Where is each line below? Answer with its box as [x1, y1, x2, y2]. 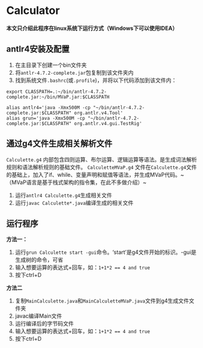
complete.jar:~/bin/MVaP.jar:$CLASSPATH [6, 94, 110, 100]
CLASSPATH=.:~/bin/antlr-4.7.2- [25, 89, 107, 95]
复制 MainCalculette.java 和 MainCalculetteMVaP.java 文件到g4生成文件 [15, 297, 190, 304]
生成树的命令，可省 [15, 256, 64, 264]
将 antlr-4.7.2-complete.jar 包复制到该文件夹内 [15, 69, 134, 76]
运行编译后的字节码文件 [15, 320, 74, 327]
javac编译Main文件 [15, 312, 62, 319]
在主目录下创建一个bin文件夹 [15, 61, 87, 69]
